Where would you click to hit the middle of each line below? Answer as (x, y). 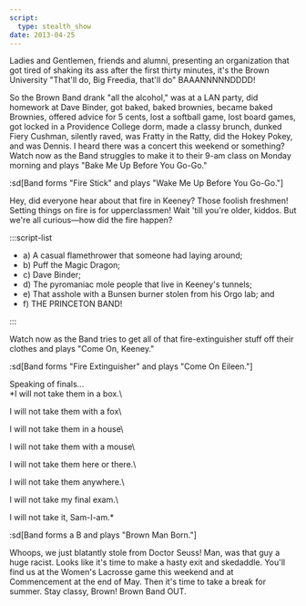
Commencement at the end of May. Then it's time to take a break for (138, 582)
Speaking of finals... (47, 385)
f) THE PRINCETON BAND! (72, 304)
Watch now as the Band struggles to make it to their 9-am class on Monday (150, 156)
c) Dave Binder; (52, 275)
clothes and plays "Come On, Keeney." (82, 349)
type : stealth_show (55, 26)
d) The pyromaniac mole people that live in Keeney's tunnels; (137, 284)
